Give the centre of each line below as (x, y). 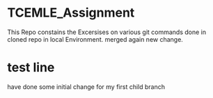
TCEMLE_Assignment (71, 13)
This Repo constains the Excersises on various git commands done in (107, 32)
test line (31, 68)
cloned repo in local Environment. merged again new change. (95, 39)
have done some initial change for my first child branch (86, 87)
